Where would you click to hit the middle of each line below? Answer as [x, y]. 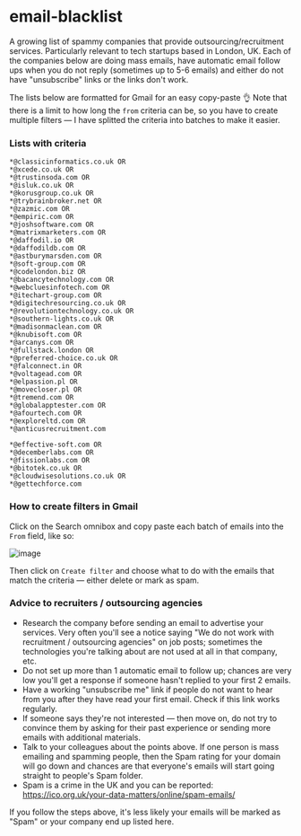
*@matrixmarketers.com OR [57, 233]
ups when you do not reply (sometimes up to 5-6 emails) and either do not [146, 70]
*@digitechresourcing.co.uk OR [68, 304]
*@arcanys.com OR [42, 343]
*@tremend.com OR [42, 398]
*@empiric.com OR [42, 217]
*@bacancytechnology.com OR [62, 280]
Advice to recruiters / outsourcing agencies [106, 603]
